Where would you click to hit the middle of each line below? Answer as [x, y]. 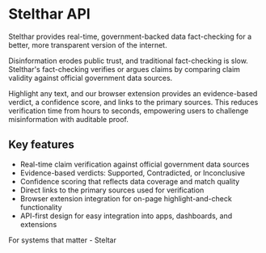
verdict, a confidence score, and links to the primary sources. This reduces [133, 102]
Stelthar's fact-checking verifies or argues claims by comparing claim [125, 69]
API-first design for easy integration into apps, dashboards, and [126, 216]
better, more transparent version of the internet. [88, 44]
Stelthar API [49, 14]
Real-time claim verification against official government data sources [135, 164]
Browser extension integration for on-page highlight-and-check [126, 198]
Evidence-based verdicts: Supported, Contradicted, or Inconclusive [132, 173]
